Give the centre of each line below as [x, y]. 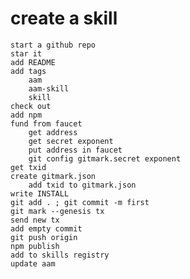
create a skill [64, 18]
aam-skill [49, 88]
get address [53, 132]
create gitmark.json [53, 176]
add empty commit [46, 228]
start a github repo [53, 45]
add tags [28, 71]
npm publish [35, 246]
